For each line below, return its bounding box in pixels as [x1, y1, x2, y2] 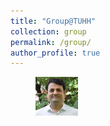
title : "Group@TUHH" [10, 16, 97, 26]
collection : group [10, 26, 87, 37]
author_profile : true [10, 48, 101, 58]
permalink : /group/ [10, 37, 92, 47]
